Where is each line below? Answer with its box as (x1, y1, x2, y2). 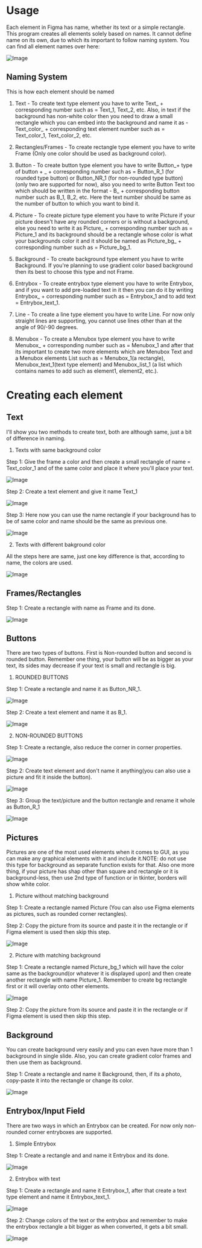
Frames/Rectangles (6, 588, 81, 599)
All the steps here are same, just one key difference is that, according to (6, 552, 185, 559)
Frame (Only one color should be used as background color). (14, 150, 167, 157)
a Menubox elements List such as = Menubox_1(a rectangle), (14, 354, 166, 362)
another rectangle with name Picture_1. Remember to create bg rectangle (6, 976, 188, 983)
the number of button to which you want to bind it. (14, 200, 140, 207)
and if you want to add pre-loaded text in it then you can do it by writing (14, 286, 194, 293)
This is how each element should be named (6, 88, 115, 95)
